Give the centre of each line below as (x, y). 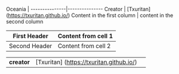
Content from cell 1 (85, 36)
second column (25, 21)
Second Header (31, 46)
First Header (30, 36)
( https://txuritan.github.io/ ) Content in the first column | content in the (90, 15)
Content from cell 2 (84, 46)
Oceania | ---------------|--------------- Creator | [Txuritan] (78, 9)
